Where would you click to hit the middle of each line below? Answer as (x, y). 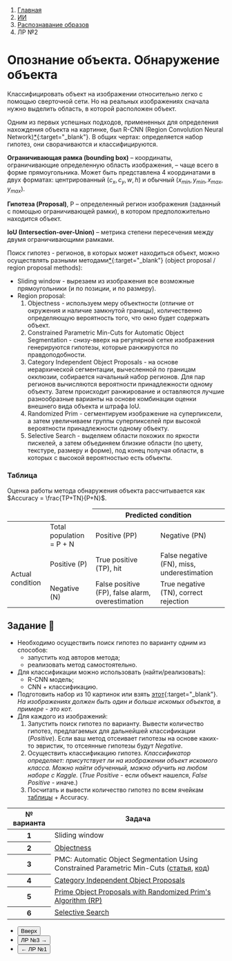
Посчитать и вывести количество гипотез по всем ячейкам (115, 790)
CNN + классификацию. (62, 687)
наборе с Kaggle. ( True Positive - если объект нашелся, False (117, 775)
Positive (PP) (116, 535)
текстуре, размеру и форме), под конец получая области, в (115, 450)
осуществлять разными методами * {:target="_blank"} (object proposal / (112, 260)
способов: (32, 650)
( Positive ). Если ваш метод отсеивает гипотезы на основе (113, 738)
